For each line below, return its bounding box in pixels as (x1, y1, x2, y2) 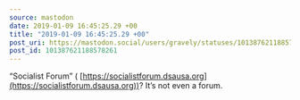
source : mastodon (9, 12, 74, 22)
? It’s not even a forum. (138, 80, 223, 91)
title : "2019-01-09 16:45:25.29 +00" (9, 29, 150, 38)
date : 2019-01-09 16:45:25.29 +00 (9, 21, 138, 30)
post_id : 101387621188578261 (9, 46, 118, 55)
